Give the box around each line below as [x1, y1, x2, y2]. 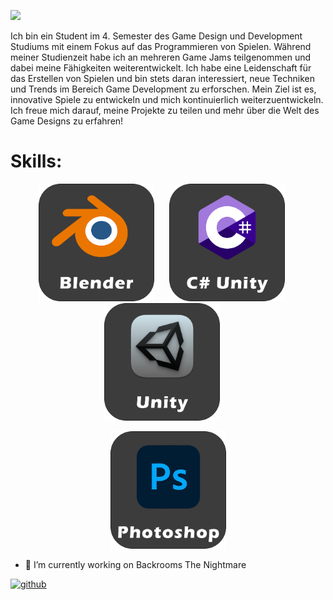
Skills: [10, 150, 63, 173]
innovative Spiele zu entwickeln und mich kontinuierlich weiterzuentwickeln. [10, 94, 324, 105]
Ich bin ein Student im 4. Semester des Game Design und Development [10, 30, 303, 42]
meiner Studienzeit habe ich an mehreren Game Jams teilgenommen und [10, 51, 312, 63]
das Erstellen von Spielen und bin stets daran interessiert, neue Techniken [10, 73, 315, 84]
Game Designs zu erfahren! [10, 115, 124, 127]
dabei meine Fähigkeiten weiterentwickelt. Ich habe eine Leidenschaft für [10, 62, 312, 74]
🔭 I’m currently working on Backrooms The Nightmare [24, 558, 247, 570]
